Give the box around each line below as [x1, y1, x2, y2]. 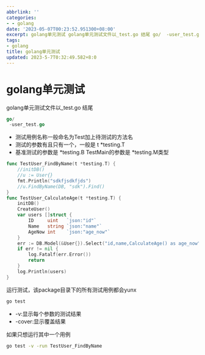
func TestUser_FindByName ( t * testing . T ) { [6, 161, 116, 167]
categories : [6, 15, 37, 21]
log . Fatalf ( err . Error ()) [28, 251, 92, 258]
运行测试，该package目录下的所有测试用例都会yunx [6, 286, 137, 293]
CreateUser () [17, 206, 51, 212]
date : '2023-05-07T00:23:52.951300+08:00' [6, 26, 116, 32]
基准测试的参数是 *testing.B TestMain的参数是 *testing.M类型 [15, 149, 169, 156]
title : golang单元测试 [6, 49, 60, 55]
